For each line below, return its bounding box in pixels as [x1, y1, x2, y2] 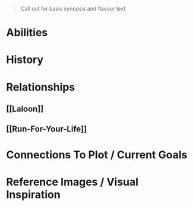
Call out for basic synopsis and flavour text [20, 5, 126, 12]
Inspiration [6, 187, 61, 201]
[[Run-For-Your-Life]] [6, 124, 87, 134]
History [6, 53, 44, 67]
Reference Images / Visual [6, 175, 138, 189]
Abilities [6, 26, 48, 39]
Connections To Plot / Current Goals [6, 148, 188, 161]
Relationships [6, 80, 75, 94]
